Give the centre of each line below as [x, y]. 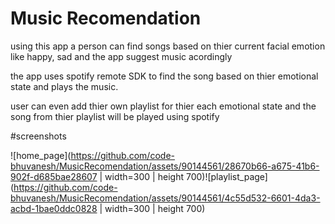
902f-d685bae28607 [54, 176]
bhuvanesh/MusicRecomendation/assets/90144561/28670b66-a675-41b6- [165, 166]
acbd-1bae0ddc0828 [54, 208]
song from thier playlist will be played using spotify [115, 116]
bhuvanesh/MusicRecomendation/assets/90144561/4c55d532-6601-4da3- [165, 198]
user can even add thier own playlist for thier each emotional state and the [163, 106]
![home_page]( [41, 155]
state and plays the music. [64, 86]
